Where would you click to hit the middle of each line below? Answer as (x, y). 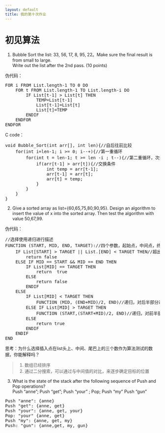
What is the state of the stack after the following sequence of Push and (84, 381)
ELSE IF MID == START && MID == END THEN (66, 262)
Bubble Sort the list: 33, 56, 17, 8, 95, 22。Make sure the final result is (82, 55)
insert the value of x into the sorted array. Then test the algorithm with (83, 214)
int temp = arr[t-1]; (72, 169)
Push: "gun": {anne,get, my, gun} (47, 426)
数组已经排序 (37, 365)
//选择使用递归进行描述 (29, 239)
